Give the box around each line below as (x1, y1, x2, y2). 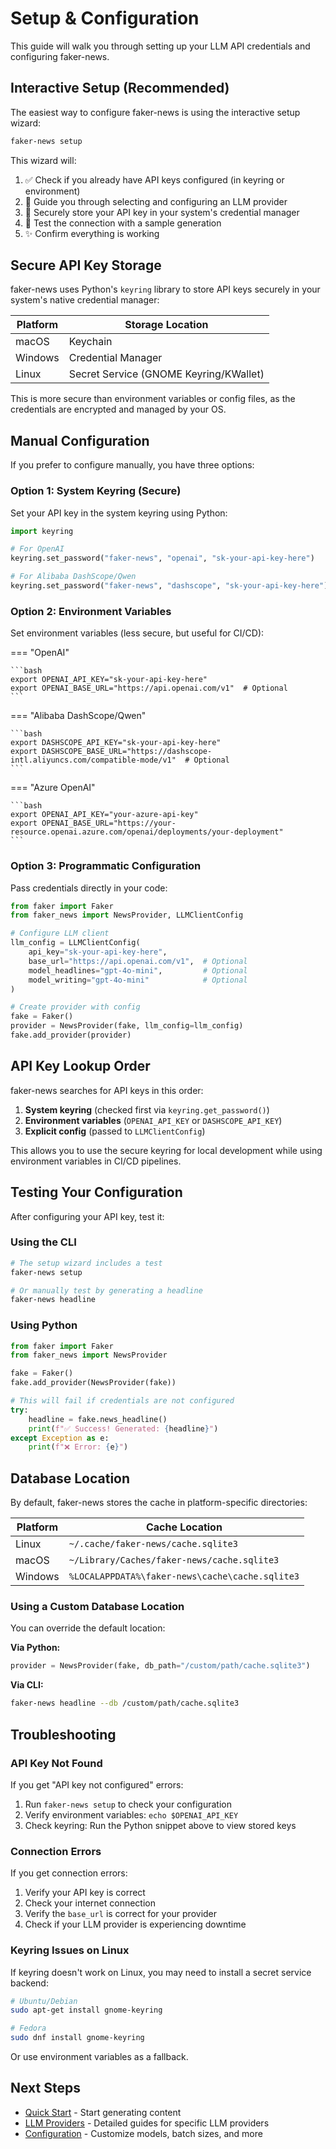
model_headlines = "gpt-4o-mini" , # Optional (28, 965, 248, 976)
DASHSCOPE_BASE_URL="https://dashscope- (41, 747, 213, 757)
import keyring (10, 526, 74, 536)
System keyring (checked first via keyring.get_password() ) (24, 1103, 270, 1116)
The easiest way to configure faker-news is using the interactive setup (10, 106, 301, 118)
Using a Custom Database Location (10, 1600, 185, 1614)
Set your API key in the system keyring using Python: (10, 507, 228, 519)
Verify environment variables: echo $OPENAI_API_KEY (24, 1808, 239, 1821)
